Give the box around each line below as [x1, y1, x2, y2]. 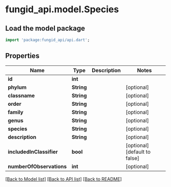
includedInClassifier [8, 148, 58, 155]
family [8, 108, 24, 115]
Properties [5, 52, 40, 60]
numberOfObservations [8, 162, 67, 170]
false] [125, 154, 140, 161]
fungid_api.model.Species [5, 4, 119, 15]
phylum [8, 83, 27, 90]
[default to [125, 148, 151, 155]
